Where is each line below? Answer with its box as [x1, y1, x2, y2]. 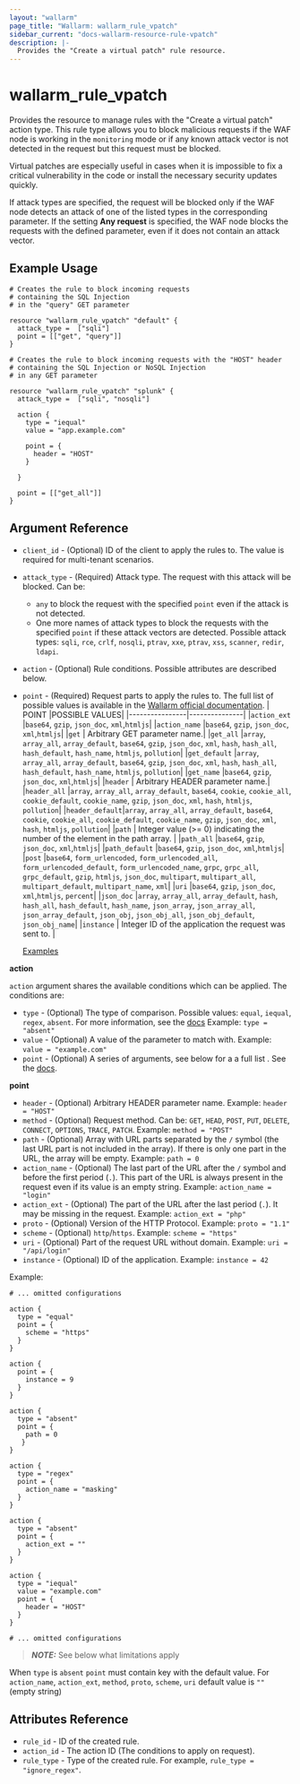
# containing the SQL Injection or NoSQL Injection [9, 363, 206, 372]
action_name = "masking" [25, 1485, 118, 1494]
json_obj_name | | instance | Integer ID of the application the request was [21, 918, 286, 929]
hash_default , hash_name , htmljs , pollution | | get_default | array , [21, 747, 260, 758]
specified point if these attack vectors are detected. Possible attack [35, 626, 287, 637]
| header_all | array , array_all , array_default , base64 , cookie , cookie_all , [21, 785, 292, 796]
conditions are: [9, 989, 64, 1000]
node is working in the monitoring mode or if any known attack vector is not [9, 134, 289, 144]
